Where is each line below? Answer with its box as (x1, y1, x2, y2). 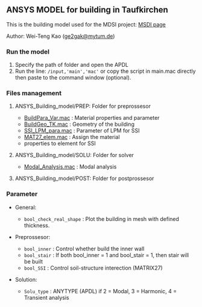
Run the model (6, 48, 50, 56)
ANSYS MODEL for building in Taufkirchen (6, 5, 169, 15)
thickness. (24, 222, 50, 229)
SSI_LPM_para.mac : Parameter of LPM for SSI (24, 127, 140, 134)
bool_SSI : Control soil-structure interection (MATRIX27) (24, 264, 163, 271)
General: (14, 203, 37, 211)
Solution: (14, 276, 37, 283)
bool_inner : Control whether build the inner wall (24, 245, 145, 252)
